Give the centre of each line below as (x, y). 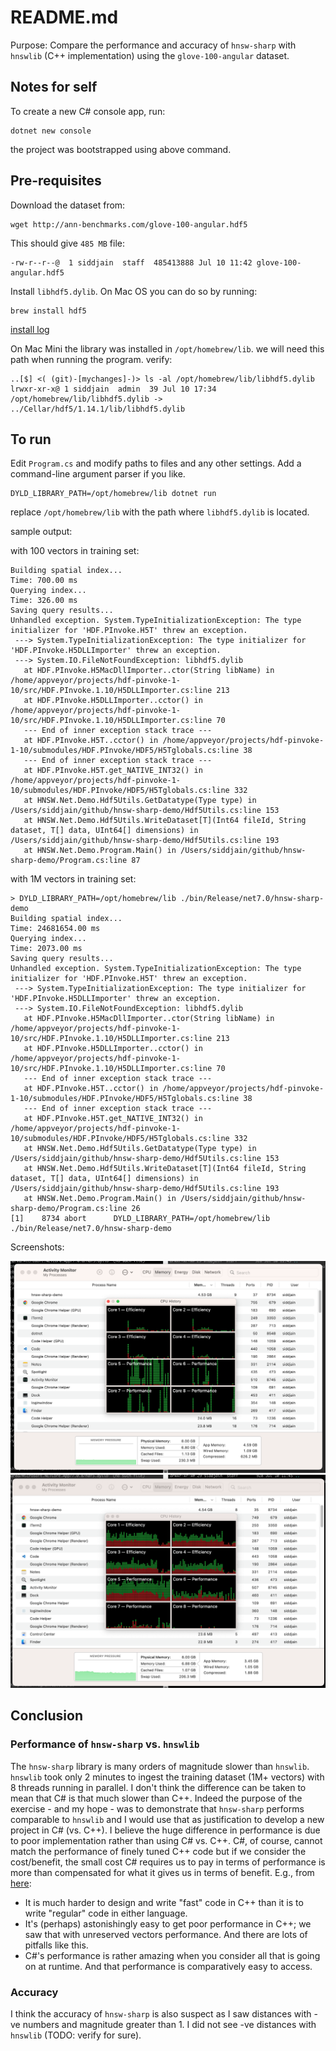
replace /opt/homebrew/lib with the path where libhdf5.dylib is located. (160, 512)
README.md (64, 17)
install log (30, 329)
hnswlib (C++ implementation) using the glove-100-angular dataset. (150, 55)
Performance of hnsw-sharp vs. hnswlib (105, 1744)
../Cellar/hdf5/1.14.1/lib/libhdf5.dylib (98, 409)
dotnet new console (51, 131)
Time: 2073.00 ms (46, 949)
